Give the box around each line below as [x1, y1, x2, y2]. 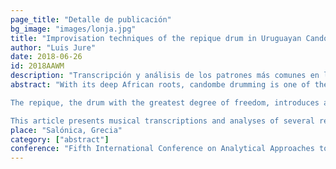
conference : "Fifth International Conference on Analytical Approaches [10, 144, 315, 154]
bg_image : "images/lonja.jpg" [10, 24, 137, 34]
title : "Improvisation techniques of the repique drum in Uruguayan [10, 33, 302, 43]
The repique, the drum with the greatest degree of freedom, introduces [10, 97, 320, 108]
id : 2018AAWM [10, 61, 65, 71]
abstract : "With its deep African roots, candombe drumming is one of [10, 80, 311, 90]
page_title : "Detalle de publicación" [10, 14, 172, 25]
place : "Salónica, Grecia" [10, 125, 123, 135]
